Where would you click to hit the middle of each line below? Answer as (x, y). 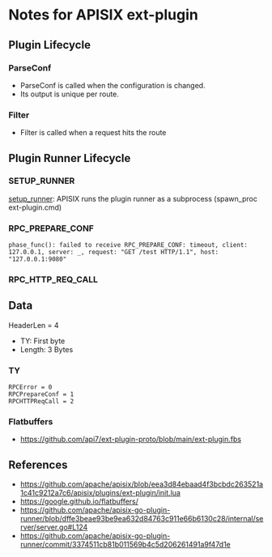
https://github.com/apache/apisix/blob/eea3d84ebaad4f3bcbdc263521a (142, 484)
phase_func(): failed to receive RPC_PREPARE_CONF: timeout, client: (128, 245)
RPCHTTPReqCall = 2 (41, 402)
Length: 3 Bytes (47, 349)
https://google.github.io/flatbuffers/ (79, 502)
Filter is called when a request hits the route (93, 133)
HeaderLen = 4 (34, 325)
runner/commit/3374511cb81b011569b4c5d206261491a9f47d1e (125, 545)
